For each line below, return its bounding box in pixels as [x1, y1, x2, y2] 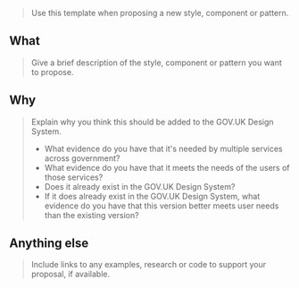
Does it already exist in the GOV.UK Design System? [44, 181, 236, 191]
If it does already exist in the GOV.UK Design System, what [44, 191, 261, 201]
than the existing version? [44, 209, 140, 220]
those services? [44, 172, 104, 182]
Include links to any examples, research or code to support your [30, 259, 267, 270]
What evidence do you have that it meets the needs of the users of [44, 162, 290, 173]
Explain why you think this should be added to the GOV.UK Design [30, 116, 274, 127]
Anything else [9, 236, 89, 251]
